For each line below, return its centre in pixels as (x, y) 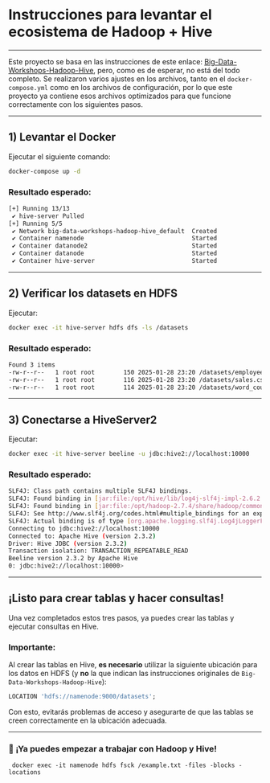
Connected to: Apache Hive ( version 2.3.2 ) (82, 536)
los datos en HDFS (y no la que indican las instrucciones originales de (124, 674)
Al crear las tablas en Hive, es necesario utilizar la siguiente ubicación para (133, 665)
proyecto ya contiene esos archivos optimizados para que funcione (120, 96)
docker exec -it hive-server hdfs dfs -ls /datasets (98, 327)
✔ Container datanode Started (115, 254)
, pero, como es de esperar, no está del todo (167, 70)
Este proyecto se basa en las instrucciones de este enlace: (106, 61)
